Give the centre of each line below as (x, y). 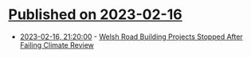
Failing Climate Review (57, 44)
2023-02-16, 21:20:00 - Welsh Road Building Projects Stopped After (131, 37)
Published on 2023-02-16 (95, 15)
